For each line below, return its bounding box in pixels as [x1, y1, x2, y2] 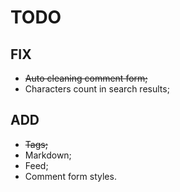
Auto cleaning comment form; [24, 72, 148, 84]
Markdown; [24, 149, 72, 161]
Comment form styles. [24, 170, 117, 182]
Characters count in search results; [24, 83, 170, 95]
